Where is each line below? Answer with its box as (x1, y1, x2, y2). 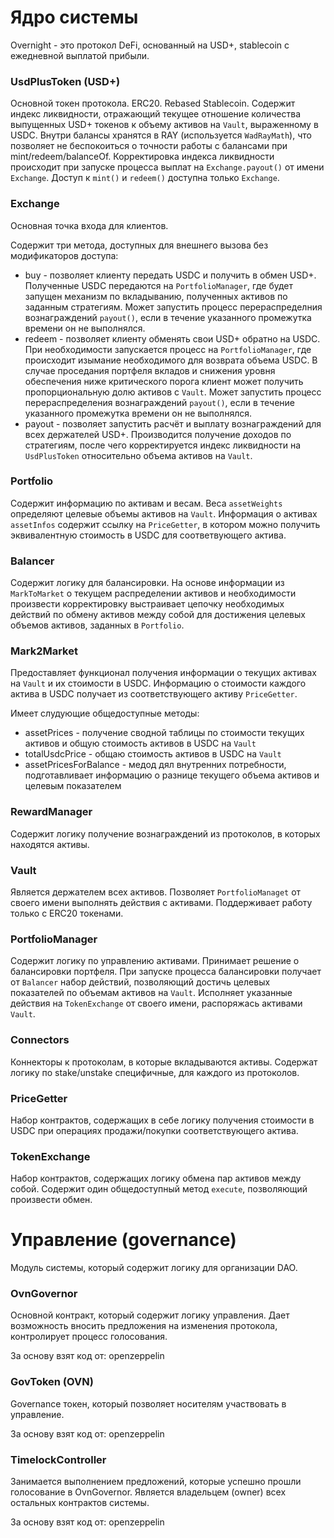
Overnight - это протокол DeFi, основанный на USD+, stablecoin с (10, 39, 290, 51)
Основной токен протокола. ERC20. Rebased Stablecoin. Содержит (10, 97, 296, 110)
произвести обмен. (10, 1194, 93, 1206)
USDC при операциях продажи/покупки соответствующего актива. (10, 1124, 299, 1136)
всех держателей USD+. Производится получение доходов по (24, 428, 292, 440)
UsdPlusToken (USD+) (10, 74, 121, 88)
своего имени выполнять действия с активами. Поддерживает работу (10, 897, 313, 909)
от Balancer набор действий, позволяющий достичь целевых (10, 976, 271, 988)
